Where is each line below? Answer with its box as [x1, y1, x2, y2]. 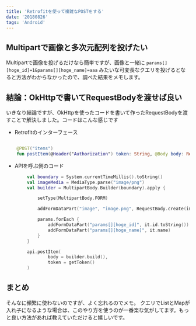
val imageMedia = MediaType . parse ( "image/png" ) [27, 179, 145, 185]
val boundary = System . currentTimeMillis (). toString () [27, 174, 163, 180]
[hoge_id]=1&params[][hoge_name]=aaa [6, 68, 98, 74]
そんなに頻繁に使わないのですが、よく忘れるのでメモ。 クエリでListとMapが [6, 299, 191, 306]
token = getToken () [47, 259, 95, 266]
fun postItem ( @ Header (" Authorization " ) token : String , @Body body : [16, 151, 184, 157]
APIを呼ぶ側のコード [14, 162, 64, 169]
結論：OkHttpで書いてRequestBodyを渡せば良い [6, 92, 183, 102]
